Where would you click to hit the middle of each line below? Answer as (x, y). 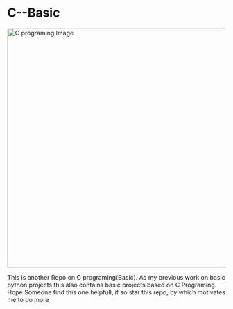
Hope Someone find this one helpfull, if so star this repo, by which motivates (116, 292)
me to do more (28, 299)
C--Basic (34, 13)
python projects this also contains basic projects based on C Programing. (112, 285)
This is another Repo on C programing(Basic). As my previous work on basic (116, 277)
